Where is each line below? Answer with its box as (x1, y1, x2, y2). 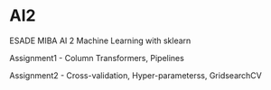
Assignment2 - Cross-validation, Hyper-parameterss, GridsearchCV (9, 69, 262, 81)
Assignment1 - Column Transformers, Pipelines (9, 52, 185, 63)
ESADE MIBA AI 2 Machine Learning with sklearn (9, 35, 192, 46)
